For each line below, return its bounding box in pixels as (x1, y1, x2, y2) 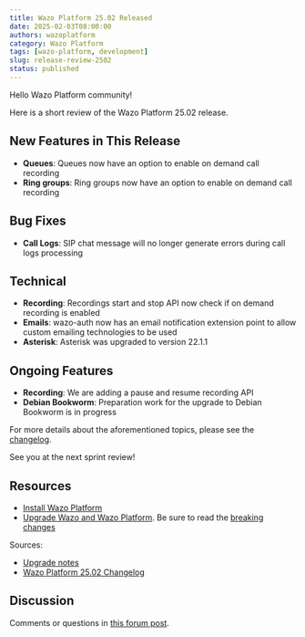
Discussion (9, 593, 75, 609)
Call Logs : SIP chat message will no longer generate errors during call (22, 237, 286, 248)
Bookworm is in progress (22, 407, 117, 418)
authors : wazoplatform (9, 30, 96, 39)
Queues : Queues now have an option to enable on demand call (22, 157, 259, 169)
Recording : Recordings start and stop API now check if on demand (22, 298, 275, 308)
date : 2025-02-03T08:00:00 (9, 22, 112, 31)
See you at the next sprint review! (9, 452, 136, 463)
